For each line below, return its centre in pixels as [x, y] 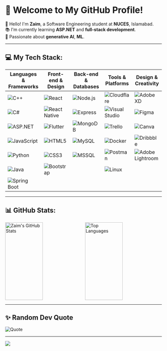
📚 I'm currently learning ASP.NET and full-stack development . [71, 29]
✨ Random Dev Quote [39, 317]
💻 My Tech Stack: [34, 57]
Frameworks [23, 87]
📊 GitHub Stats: [31, 211]
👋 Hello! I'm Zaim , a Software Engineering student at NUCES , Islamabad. [80, 24]
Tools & [117, 77]
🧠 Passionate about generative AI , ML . [45, 36]
